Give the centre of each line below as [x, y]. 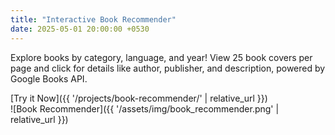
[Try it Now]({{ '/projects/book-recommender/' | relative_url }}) [139, 98]
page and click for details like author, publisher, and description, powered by [168, 68]
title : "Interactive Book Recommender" [93, 19]
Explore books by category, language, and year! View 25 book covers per [161, 57]
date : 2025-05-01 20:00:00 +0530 [80, 29]
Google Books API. [49, 78]
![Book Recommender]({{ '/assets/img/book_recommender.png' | [145, 108]
